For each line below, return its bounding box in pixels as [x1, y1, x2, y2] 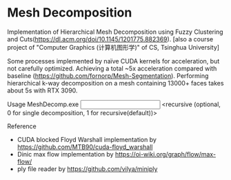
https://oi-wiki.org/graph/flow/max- [114, 150, 216, 158]
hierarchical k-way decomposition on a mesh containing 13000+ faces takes [7, 79, 224, 87]
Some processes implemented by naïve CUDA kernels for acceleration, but [7, 57, 220, 65]
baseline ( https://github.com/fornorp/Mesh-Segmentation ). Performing [7, 71, 209, 80]
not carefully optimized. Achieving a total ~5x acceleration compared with [7, 64, 217, 72]
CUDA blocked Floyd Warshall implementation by [17, 135, 157, 143]
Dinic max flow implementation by [17, 150, 114, 158]
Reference [7, 122, 37, 130]
